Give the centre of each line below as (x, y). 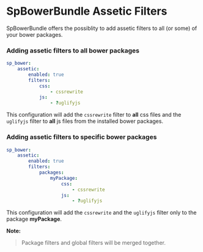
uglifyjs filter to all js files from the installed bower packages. (85, 121)
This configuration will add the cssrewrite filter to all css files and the (94, 115)
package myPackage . (34, 219)
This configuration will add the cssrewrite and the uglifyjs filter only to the (102, 213)
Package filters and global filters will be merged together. (94, 243)
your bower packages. (35, 34)
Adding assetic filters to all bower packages (73, 50)
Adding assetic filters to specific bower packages (82, 137)
